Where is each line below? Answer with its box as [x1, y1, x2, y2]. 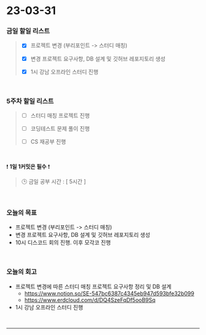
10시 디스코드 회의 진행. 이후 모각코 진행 [15, 239, 112, 246]
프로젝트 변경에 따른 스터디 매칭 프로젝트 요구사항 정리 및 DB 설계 [15, 283, 172, 290]
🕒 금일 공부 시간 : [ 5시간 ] [21, 178, 86, 185]
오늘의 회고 [6, 268, 37, 276]
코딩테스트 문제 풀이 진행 [30, 125, 90, 133]
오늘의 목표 [6, 209, 37, 217]
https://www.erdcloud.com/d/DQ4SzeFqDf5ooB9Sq [24, 296, 156, 304]
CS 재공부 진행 [30, 138, 66, 145]
